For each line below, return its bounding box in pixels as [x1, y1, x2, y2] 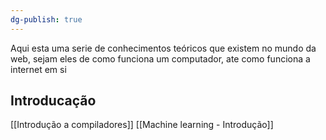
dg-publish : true [10, 14, 83, 25]
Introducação [10, 92, 97, 110]
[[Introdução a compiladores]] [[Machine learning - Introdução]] [10, 119, 274, 131]
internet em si [10, 63, 67, 75]
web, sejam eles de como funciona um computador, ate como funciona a [10, 52, 311, 65]
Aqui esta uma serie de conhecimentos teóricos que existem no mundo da [10, 42, 317, 54]
